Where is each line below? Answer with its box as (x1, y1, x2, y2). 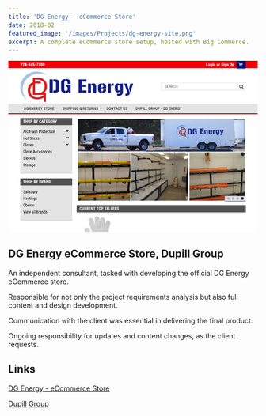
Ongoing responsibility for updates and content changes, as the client (8, 331, 236, 340)
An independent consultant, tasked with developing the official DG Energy (8, 268, 249, 278)
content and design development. (8, 301, 118, 310)
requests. (8, 339, 40, 349)
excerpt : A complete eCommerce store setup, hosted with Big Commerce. (8, 38, 249, 46)
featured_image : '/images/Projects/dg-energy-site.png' (8, 29, 196, 37)
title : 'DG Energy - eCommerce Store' (8, 13, 136, 21)
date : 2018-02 (8, 21, 55, 29)
